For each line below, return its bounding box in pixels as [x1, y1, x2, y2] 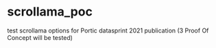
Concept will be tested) [7, 33, 73, 41]
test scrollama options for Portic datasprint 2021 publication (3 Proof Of [7, 26, 209, 34]
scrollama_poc [7, 4, 93, 20]
